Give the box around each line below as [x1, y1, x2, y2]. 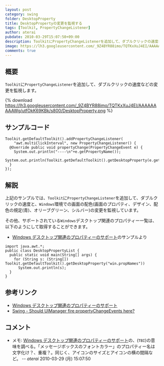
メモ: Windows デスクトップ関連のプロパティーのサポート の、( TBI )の [12, 337, 151, 343]
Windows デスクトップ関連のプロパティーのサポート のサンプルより [12, 234, 147, 240]
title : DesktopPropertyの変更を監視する [5, 21, 82, 26]
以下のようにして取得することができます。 [5, 223, 90, 229]
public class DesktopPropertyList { [5, 248, 80, 253]
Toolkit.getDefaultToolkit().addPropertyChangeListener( [5, 137, 123, 142]
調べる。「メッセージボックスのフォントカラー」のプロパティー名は [20, 343, 155, 349]
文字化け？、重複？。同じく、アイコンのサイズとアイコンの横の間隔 [12, 349, 149, 355]
